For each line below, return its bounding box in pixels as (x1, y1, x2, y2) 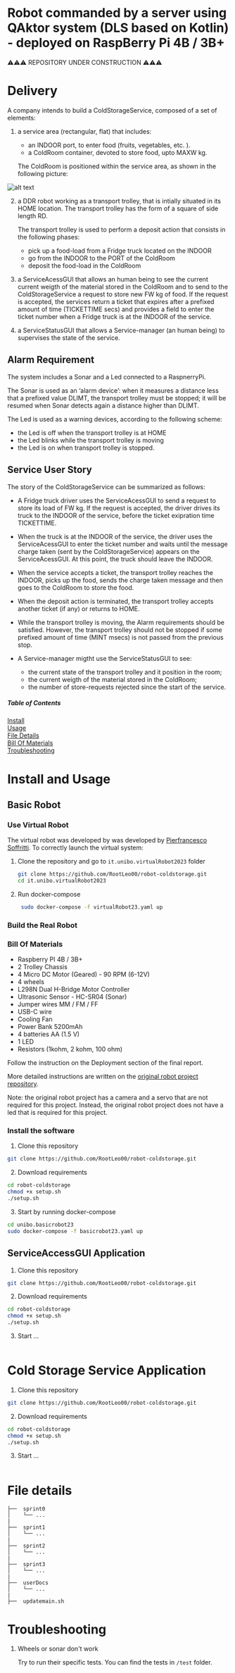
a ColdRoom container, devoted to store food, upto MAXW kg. (27, 148, 208, 156)
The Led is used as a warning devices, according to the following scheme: (7, 415, 223, 423)
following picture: (17, 169, 68, 177)
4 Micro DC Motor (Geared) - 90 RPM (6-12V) (17, 970, 150, 979)
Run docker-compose (17, 890, 81, 899)
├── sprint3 (7, 1561, 46, 1568)
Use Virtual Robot (7, 820, 69, 830)
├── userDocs (7, 1579, 49, 1586)
